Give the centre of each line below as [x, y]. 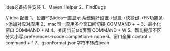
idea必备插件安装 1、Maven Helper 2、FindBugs [56, 7]
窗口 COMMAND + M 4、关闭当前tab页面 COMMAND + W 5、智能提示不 [81, 30]
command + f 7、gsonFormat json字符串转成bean [57, 43]
